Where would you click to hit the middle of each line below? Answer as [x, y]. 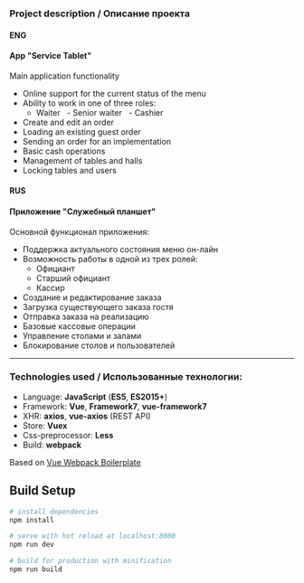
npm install [32, 520]
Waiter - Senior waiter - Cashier [100, 112]
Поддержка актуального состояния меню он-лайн [120, 249]
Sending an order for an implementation [97, 141]
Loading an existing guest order [82, 132]
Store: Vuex [45, 425]
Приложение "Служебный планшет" [83, 212]
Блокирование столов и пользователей [99, 345]
